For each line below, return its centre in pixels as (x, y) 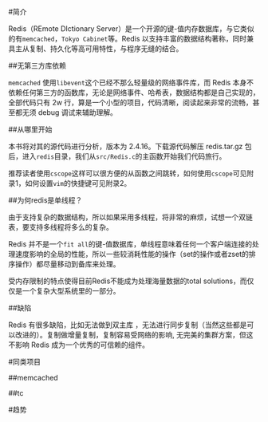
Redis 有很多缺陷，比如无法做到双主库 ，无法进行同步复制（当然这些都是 (128, 325)
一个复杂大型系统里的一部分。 (71, 291)
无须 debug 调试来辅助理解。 (70, 112)
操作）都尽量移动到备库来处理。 (67, 264)
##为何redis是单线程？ (45, 200)
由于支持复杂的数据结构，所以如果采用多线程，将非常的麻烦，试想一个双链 (130, 217)
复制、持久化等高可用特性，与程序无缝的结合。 (106, 49)
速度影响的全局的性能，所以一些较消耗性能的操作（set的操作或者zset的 (132, 254)
